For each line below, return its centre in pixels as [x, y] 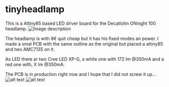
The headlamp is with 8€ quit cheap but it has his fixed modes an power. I [82, 38]
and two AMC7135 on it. [30, 49]
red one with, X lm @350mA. [35, 64]
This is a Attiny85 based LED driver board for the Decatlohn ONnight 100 [81, 23]
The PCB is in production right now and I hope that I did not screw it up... [81, 74]
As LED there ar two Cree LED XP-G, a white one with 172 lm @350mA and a [84, 59]
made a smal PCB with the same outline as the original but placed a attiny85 [84, 43]
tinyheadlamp [35, 9]
